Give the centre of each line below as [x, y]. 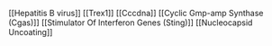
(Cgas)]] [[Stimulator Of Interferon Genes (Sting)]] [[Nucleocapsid [131, 23]
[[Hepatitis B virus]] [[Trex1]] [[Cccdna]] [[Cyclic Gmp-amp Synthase [136, 13]
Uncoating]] [31, 32]
